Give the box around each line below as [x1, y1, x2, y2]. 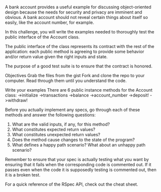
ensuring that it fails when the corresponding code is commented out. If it [5, 162, 151, 167]
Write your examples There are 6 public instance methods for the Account [5, 87, 153, 93]
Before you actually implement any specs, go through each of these [5, 107, 140, 112]
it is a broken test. [5, 172, 41, 177]
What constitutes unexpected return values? [12, 132, 101, 137]
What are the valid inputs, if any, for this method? [12, 121, 110, 127]
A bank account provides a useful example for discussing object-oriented [5, 4, 151, 10]
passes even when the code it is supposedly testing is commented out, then [5, 167, 157, 173]
